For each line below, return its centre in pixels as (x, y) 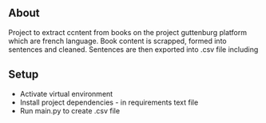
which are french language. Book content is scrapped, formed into (117, 41)
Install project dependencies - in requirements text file (109, 102)
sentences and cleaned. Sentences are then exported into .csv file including (133, 49)
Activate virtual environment (66, 93)
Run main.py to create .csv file (70, 110)
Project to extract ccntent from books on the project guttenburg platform (128, 32)
